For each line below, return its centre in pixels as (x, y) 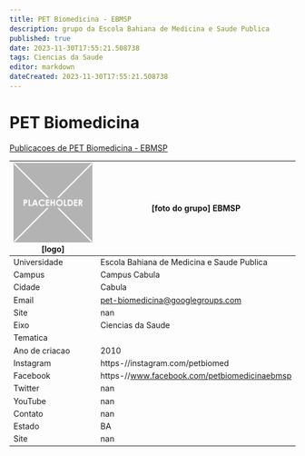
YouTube (30, 401)
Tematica (30, 338)
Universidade (38, 262)
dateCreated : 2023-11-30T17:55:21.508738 (89, 77)
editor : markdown (42, 67)
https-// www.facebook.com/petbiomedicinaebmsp (196, 376)
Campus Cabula (130, 275)
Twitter (26, 388)
